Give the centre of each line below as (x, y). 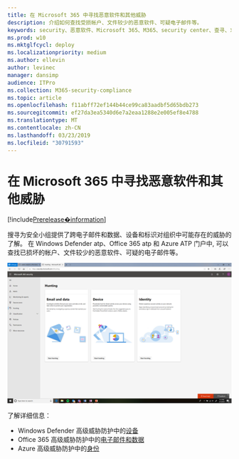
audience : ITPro (31, 83)
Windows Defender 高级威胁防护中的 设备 (78, 430)
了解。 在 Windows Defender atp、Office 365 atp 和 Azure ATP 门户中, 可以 (118, 244)
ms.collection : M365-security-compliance (70, 90)
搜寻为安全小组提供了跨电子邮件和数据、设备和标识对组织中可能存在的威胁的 (119, 234)
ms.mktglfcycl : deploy (41, 45)
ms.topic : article (34, 98)
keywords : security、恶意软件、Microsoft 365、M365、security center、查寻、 (119, 30)
